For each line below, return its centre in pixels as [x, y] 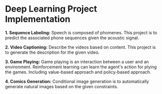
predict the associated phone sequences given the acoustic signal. [72, 38]
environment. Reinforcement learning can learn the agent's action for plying [81, 67]
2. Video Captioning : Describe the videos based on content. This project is [81, 47]
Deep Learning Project [51, 9]
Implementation [38, 19]
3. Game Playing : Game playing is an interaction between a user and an [77, 62]
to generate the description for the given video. [52, 52]
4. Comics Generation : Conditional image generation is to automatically [77, 81]
